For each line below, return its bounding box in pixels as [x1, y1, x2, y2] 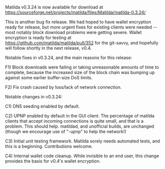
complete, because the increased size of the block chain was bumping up [5, 69, 155, 75]
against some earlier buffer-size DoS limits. [5, 75, 93, 80]
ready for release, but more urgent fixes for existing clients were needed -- [5, 24, 158, 30]
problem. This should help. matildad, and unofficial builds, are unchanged [5, 123, 154, 129]
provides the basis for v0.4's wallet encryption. [5, 158, 101, 164]
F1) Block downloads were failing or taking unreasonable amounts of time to [5, 64, 159, 70]
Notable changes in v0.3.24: [5, 94, 63, 100]
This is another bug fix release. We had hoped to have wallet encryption [5, 19, 151, 25]
